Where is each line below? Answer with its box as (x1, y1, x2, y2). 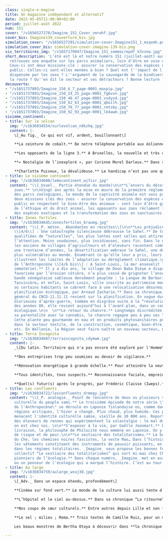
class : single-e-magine (5, 7, 55, 12)
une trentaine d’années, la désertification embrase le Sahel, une (14, 248, 157, 253)
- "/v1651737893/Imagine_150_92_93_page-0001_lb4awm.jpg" (5, 109, 128, 115)
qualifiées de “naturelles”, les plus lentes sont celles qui (14, 234, 146, 239)
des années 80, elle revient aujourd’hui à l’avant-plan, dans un (14, 303, 155, 309)
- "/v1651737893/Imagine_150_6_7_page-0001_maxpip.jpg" (5, 86, 124, 91)
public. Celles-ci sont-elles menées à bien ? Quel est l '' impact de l (9, 68, 162, 73)
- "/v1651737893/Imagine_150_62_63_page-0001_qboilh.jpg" (5, 100, 128, 105)
